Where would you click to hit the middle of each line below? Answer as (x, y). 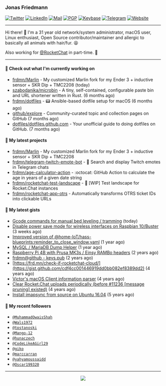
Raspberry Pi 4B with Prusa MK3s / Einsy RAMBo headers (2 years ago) (85, 252)
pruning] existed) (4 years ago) (44, 289)
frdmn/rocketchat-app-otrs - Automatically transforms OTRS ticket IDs (84, 193)
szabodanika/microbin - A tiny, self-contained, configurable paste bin (83, 90)
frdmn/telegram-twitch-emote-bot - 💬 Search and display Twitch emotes (86, 162)
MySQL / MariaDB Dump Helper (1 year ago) (57, 247)
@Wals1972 (22, 323)
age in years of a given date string (47, 178)
